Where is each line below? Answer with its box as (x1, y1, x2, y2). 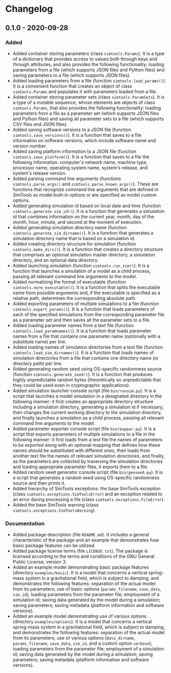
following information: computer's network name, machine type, (12, 159, 148, 165)
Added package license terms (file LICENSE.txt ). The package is (12, 548, 148, 554)
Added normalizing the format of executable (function (12, 278, 126, 285)
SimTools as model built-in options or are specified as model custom (12, 191, 157, 198)
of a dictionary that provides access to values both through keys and (12, 56, 157, 62)
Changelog (5, 3, 53, 15)
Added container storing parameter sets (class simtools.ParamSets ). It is (12, 94, 165, 100)
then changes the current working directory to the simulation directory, (12, 409, 162, 415)
